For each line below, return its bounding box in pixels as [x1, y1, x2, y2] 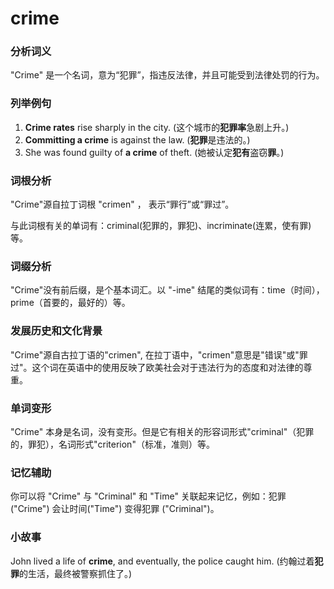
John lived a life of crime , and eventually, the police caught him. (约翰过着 [10, 555, 315, 567]
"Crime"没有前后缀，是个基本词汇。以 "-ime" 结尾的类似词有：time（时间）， [10, 284, 325, 296]
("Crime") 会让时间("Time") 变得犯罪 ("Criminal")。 [10, 503, 220, 515]
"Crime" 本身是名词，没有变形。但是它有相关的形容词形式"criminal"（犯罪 [10, 425, 315, 437]
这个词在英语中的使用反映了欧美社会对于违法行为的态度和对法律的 [31, 361, 304, 373]
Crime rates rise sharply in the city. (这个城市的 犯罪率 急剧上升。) [24, 121, 290, 133]
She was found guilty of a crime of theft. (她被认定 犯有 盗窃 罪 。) [24, 146, 285, 158]
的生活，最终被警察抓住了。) [19, 567, 133, 579]
